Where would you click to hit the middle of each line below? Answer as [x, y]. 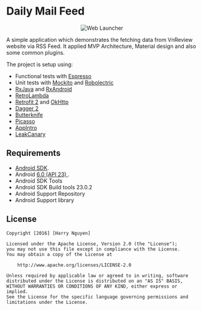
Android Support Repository [50, 194]
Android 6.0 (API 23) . [42, 174]
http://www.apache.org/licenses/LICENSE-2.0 [74, 265]
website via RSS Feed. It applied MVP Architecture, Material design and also [101, 46]
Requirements [33, 153]
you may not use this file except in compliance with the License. [93, 249]
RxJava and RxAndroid [43, 89]
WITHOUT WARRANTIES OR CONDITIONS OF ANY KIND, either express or [92, 286]
